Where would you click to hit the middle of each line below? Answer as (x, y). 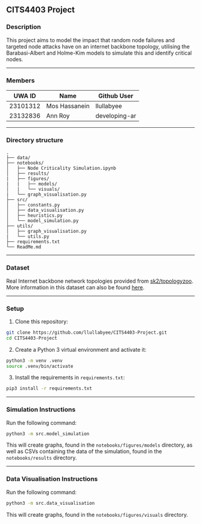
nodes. (15, 59)
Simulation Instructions (41, 409)
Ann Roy (58, 115)
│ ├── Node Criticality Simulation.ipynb (61, 168)
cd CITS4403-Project (32, 338)
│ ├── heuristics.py (34, 215)
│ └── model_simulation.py (42, 221)
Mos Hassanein (68, 106)
